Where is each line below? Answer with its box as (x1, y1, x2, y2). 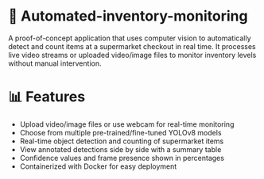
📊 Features (8, 88, 86, 106)
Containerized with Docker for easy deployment (19, 162, 177, 171)
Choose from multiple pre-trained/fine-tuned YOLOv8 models (19, 128, 222, 137)
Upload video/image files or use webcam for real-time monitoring (19, 119, 235, 129)
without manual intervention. (8, 59, 102, 68)
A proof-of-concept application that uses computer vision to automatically (8, 33, 252, 43)
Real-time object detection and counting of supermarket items (19, 136, 224, 146)
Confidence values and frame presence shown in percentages (19, 153, 225, 162)
